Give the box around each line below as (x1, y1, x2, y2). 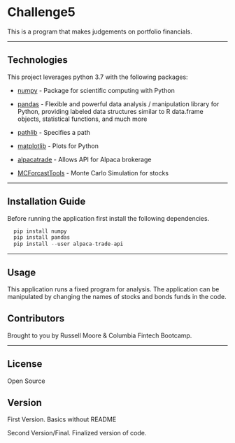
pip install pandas (13, 234, 71, 241)
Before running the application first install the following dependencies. (7, 214, 210, 222)
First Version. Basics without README (7, 415, 117, 423)
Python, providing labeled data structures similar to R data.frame (17, 107, 204, 115)
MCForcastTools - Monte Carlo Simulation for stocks (17, 168, 169, 177)
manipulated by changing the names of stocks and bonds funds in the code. (7, 293, 227, 300)
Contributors (7, 312, 65, 325)
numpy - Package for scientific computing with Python (17, 86, 175, 94)
